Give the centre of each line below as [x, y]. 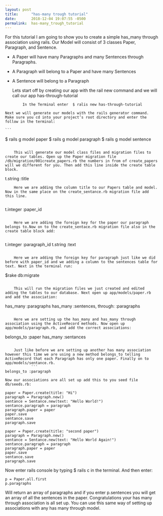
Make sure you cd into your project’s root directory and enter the [76, 118]
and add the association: [31, 297]
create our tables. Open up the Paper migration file [61, 157]
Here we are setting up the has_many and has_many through [75, 320]
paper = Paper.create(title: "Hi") [41, 393]
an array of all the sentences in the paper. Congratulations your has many [79, 498]
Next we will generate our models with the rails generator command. [77, 113]
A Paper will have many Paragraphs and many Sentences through [78, 57]
